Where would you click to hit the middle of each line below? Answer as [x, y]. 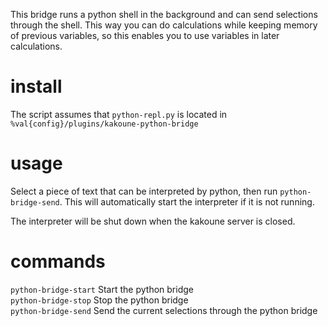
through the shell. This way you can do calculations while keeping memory [164, 25]
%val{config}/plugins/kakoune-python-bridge [104, 124]
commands [58, 261]
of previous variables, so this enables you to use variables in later [145, 35]
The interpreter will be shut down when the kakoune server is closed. [153, 221]
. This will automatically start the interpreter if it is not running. [187, 201]
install [36, 86]
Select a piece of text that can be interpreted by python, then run [144, 191]
